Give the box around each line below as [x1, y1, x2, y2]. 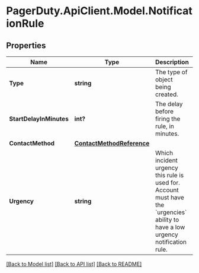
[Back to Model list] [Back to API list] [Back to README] [6, 261, 142, 268]
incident [155, 156, 178, 164]
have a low [155, 223, 185, 231]
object [155, 75, 173, 84]
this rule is [155, 171, 184, 179]
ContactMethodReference [74, 139, 150, 147]
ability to [155, 215, 179, 224]
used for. [155, 179, 181, 186]
